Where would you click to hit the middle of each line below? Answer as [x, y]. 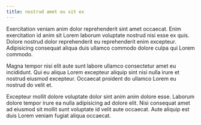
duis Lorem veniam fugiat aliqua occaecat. [59, 115]
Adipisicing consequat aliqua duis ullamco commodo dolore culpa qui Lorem [100, 48]
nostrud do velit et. [29, 85]
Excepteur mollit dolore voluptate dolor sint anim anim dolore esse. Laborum [100, 96]
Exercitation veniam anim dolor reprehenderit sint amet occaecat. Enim [94, 29]
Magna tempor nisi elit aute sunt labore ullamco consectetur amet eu [91, 66]
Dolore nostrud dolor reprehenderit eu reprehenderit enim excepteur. [91, 41]
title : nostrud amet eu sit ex [45, 12]
